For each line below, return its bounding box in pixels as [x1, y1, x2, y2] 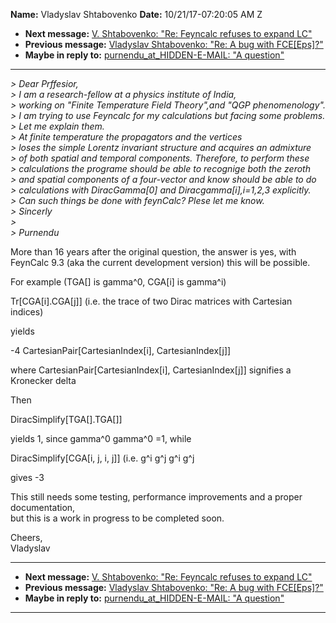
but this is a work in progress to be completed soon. [10, 512, 225, 524]
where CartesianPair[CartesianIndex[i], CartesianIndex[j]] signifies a [10, 364, 292, 376]
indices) [10, 306, 44, 318]
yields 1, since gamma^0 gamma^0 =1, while [10, 433, 192, 444]
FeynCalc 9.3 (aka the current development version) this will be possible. [10, 257, 311, 268]
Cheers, [10, 532, 43, 543]
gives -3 [10, 472, 45, 483]
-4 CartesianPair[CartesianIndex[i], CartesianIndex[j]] [10, 345, 232, 356]
